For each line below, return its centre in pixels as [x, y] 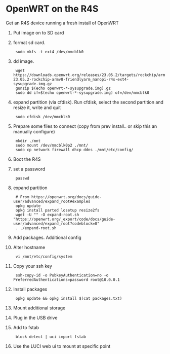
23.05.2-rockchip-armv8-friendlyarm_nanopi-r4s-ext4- [71, 79]
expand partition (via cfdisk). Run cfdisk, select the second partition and [88, 102]
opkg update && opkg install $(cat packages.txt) [69, 298]
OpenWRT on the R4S [52, 9]
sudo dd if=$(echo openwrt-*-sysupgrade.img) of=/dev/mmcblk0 [82, 93]
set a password [29, 169]
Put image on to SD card [38, 32]
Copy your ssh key [33, 266]
